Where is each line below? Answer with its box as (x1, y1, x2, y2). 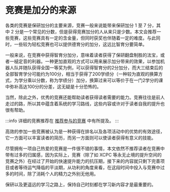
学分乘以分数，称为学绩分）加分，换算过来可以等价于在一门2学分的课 (18, 77, 163, 83)
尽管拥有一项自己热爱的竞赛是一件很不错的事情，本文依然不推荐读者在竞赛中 (5, 145, 165, 152)
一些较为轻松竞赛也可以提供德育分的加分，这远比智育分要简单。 (14, 41, 147, 47)
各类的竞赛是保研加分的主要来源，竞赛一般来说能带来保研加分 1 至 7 (5, 22, 147, 28)
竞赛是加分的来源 (5, 5, 77, 16)
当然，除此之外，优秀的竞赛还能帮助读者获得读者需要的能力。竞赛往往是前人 (5, 94, 165, 100)
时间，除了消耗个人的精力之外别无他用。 (14, 170, 99, 177)
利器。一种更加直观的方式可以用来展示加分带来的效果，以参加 (31, 58, 160, 64)
